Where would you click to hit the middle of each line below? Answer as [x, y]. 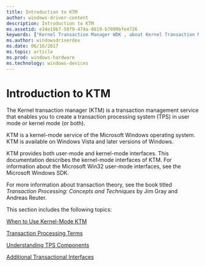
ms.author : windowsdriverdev [43, 40]
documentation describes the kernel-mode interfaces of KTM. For [89, 160]
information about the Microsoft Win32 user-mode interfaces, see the [94, 166]
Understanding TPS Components [48, 245]
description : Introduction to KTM [50, 23]
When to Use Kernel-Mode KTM [47, 221]
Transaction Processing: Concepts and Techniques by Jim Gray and [92, 191]
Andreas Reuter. [27, 198]
